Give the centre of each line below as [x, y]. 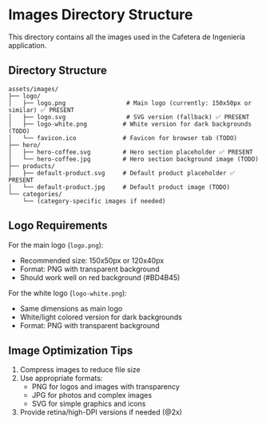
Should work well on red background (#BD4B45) [100, 277]
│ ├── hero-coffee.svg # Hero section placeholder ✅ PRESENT [131, 152]
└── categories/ [35, 194]
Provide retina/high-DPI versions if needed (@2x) [101, 412]
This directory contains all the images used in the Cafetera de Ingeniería [127, 37]
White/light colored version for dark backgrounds [101, 317]
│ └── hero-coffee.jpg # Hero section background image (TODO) [134, 159]
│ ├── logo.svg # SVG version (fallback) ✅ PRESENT [129, 117]
